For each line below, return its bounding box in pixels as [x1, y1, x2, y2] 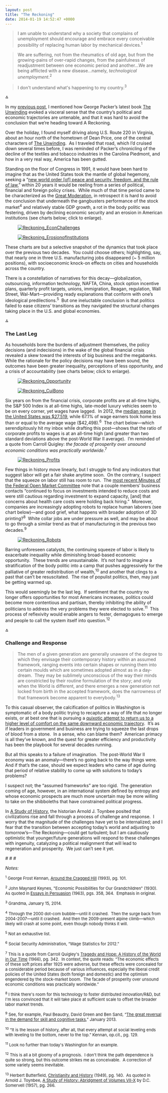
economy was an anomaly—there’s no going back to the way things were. [5, 757, 157, 763]
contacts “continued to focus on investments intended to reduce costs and [5, 488, 159, 494]
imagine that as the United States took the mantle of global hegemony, [5, 171, 150, 177]
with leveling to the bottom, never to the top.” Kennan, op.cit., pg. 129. [5, 1032, 138, 1037]
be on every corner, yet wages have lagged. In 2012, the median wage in [5, 408, 156, 414]
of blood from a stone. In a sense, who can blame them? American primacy [5, 731, 162, 737]
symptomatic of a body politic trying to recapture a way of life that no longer [5, 709, 162, 715]
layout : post [5, 7, 32, 13]
